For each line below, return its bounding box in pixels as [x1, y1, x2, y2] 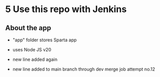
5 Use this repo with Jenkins [5, 4, 127, 15]
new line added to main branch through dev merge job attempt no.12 [12, 66, 155, 72]
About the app [5, 24, 52, 32]
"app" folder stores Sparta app [12, 37, 77, 43]
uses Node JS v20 [12, 47, 52, 52]
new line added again [12, 56, 58, 62]
